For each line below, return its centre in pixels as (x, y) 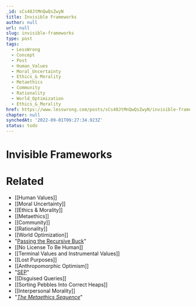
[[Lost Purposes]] (36, 260)
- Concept (23, 55)
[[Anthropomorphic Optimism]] (52, 266)
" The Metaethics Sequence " (48, 297)
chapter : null (23, 115)
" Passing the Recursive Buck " (50, 241)
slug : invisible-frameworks (40, 33)
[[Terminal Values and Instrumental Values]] (67, 254)
